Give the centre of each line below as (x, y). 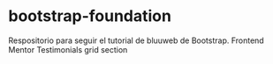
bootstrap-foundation (90, 16)
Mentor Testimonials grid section (68, 49)
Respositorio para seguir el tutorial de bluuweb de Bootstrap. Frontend (136, 40)
